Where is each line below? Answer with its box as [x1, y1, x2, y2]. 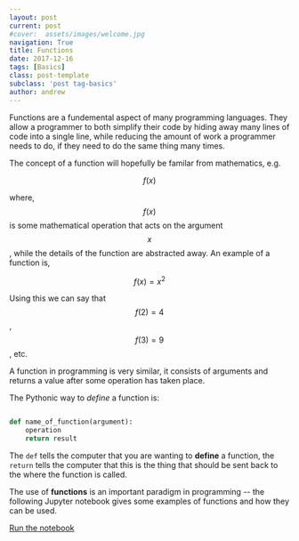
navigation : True [9, 37, 74, 47]
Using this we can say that [9, 293, 107, 303]
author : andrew [9, 87, 66, 96]
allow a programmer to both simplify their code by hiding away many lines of [9, 121, 290, 132]
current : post [9, 21, 62, 30]
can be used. [9, 505, 58, 516]
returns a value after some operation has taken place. [9, 375, 206, 386]
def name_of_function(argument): [9, 417, 133, 427]
